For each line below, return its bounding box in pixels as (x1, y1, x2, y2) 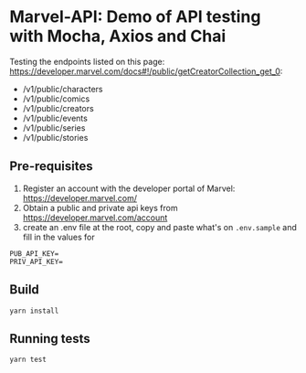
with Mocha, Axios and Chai (9, 26, 227, 47)
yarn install (9, 306, 59, 315)
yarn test (9, 355, 47, 365)
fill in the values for (22, 231, 95, 242)
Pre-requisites (9, 158, 93, 175)
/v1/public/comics (22, 93, 90, 104)
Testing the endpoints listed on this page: (9, 56, 165, 67)
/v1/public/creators (22, 102, 94, 113)
